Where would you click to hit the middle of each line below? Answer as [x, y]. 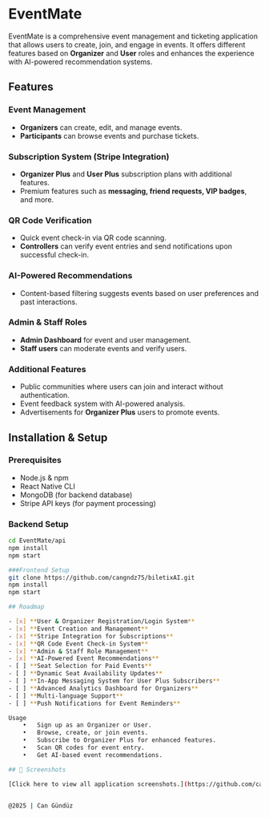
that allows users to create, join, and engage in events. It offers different [127, 44]
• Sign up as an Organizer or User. [87, 725]
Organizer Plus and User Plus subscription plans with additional [126, 174]
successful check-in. [54, 255]
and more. [37, 199]
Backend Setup [39, 524]
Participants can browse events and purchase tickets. [109, 136]
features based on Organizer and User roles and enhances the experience [131, 53]
